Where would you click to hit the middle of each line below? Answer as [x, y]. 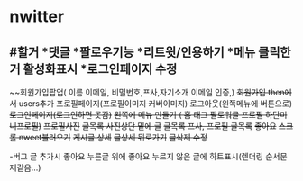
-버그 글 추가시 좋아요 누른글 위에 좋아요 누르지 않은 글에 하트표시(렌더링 [137, 156]
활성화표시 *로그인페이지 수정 [100, 69]
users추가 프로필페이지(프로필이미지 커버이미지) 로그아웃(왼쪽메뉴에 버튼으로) [156, 104]
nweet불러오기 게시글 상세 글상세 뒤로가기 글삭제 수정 [113, 137]
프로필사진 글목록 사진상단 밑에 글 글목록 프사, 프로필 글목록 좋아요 [160, 126]
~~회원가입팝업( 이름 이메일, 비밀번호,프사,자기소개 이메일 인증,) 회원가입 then [147, 92]
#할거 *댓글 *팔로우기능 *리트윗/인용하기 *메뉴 [133, 52]
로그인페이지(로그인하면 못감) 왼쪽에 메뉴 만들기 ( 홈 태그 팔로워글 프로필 [137, 115]
